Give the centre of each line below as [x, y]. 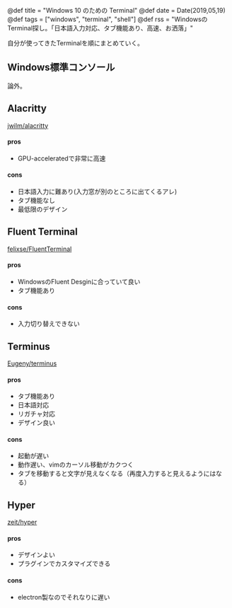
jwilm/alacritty [28, 125]
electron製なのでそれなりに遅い [64, 597]
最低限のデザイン [42, 209]
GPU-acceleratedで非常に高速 [62, 158]
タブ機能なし [36, 201]
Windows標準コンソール [61, 68]
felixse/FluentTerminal [40, 249]
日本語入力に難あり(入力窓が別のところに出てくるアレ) [97, 192]
